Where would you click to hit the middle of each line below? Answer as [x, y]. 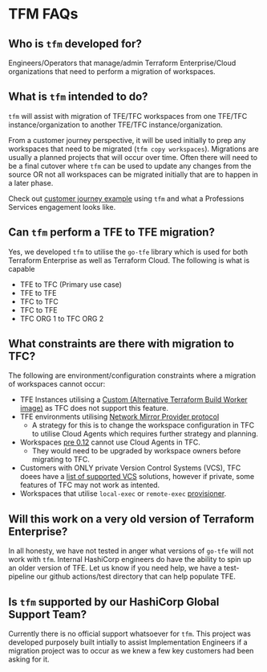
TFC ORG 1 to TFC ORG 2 [62, 318]
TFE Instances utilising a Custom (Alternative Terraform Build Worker [133, 400]
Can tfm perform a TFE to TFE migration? [111, 233]
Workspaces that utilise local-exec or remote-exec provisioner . [123, 494]
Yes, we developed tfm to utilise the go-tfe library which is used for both [128, 252]
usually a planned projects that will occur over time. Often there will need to [133, 157]
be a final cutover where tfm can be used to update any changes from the [130, 166]
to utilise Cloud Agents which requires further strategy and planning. [145, 434]
